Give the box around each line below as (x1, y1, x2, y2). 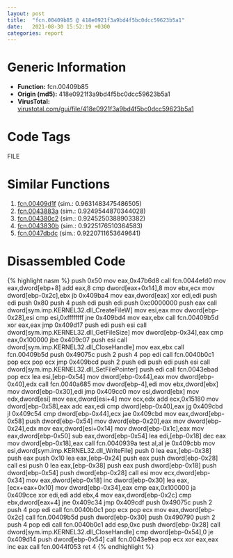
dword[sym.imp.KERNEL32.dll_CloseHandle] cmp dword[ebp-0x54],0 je (7, 528, 214, 536)
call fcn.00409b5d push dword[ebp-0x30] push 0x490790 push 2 (25, 513, 216, 521)
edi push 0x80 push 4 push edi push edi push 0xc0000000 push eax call (7, 298, 218, 307)
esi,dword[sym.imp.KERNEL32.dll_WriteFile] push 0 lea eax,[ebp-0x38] (7, 447, 212, 454)
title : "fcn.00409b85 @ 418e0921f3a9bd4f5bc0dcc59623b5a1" (7, 17, 186, 24)
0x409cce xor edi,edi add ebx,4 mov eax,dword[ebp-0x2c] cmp (7, 491, 192, 499)
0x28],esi (7, 314, 35, 321)
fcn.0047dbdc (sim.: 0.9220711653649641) (17, 229, 141, 237)
